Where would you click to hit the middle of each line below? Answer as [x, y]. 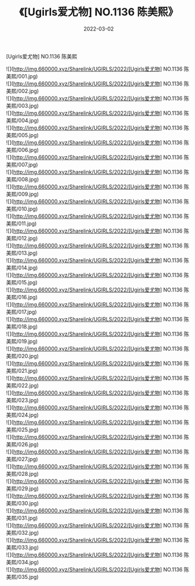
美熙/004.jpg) [23, 120]
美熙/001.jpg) [22, 76]
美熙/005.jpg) [23, 135]
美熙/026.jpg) [23, 444]
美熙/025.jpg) [23, 429]
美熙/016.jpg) [22, 297]
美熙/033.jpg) [23, 547]
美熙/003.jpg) [23, 105]
